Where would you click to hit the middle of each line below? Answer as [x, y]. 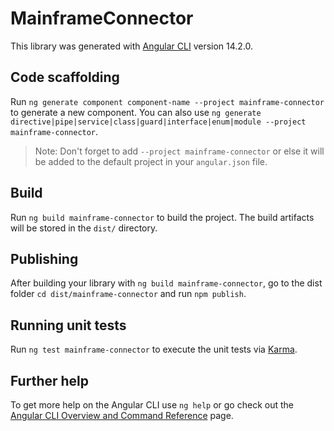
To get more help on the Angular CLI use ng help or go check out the [152, 405]
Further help [50, 380]
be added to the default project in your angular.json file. [151, 161]
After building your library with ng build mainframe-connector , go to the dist [166, 283]
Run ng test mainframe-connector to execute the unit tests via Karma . [154, 349]
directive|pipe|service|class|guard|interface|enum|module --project [158, 122]
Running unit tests [68, 325]
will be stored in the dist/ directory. [84, 228]
